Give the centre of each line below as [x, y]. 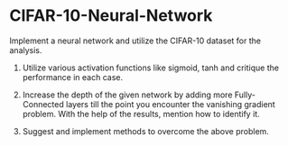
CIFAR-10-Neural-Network [111, 16]
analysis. [26, 50]
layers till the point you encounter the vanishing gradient [171, 104]
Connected [43, 104]
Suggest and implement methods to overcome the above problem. [145, 131]
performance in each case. [73, 77]
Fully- [245, 95]
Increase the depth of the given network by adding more [127, 95]
